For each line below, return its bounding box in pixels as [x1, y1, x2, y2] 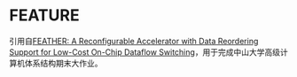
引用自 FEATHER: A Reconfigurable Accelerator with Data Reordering [9, 35, 259, 46]
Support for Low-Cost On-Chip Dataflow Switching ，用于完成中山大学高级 [9, 46, 281, 58]
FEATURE [9, 5, 80, 26]
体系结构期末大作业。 [24, 58, 103, 68]
